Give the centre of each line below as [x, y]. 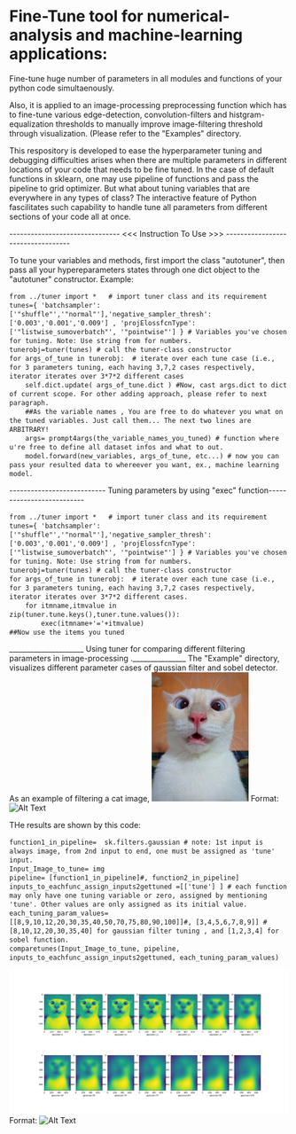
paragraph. [29, 403]
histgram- [247, 114]
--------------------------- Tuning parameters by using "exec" [123, 490]
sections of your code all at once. [70, 216]
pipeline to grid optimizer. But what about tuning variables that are [130, 188]
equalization [31, 124]
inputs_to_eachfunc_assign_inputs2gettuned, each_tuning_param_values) [144, 958]
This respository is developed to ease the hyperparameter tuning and [136, 150]
